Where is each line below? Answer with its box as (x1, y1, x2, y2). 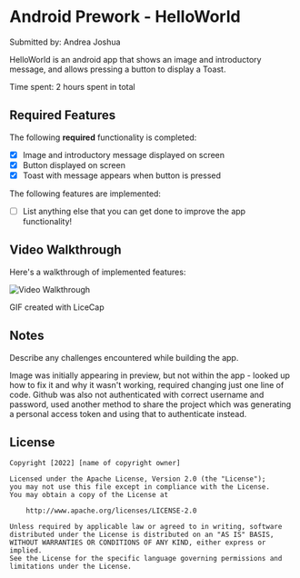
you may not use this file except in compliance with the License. (9, 483, 271, 492)
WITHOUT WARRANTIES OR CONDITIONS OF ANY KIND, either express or (9, 538, 266, 547)
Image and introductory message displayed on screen (22, 149, 225, 160)
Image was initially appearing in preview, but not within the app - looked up (9, 370, 291, 381)
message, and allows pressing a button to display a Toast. (9, 64, 226, 75)
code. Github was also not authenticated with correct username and (9, 389, 265, 400)
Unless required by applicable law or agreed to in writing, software (9, 523, 283, 532)
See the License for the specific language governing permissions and (9, 554, 283, 563)
